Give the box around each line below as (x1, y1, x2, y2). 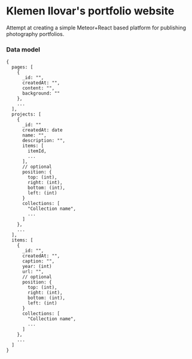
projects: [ (11, 111, 42, 117)
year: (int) (22, 264, 52, 270)
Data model (6, 45, 41, 53)
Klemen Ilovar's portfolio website (6, 4, 175, 18)
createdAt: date (22, 127, 63, 133)
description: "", (22, 138, 66, 144)
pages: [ (11, 64, 33, 70)
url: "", (22, 269, 44, 275)
